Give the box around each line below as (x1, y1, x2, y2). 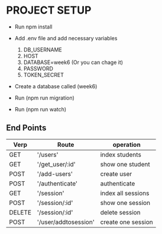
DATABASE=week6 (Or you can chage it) (23, 59, 123, 66)
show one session (100, 198, 151, 207)
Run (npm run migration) (14, 94, 75, 101)
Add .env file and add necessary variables (14, 34, 118, 41)
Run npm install (14, 23, 53, 30)
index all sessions (100, 189, 150, 197)
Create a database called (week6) (14, 82, 98, 89)
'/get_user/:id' (37, 160, 76, 168)
